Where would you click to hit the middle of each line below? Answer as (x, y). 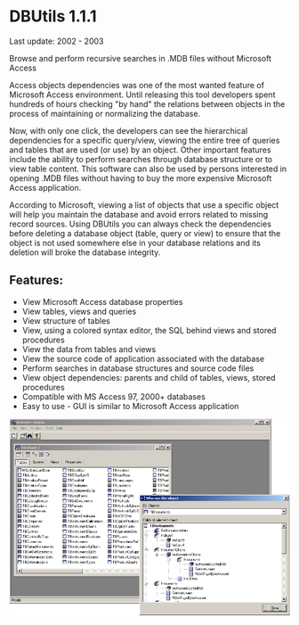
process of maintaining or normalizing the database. (105, 113)
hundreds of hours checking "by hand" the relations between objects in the (147, 103)
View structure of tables (66, 321)
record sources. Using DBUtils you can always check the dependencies (140, 224)
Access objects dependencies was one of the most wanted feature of (137, 85)
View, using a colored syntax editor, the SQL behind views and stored (149, 330)
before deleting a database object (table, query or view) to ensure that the (145, 233)
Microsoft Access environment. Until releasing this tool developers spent (142, 95)
